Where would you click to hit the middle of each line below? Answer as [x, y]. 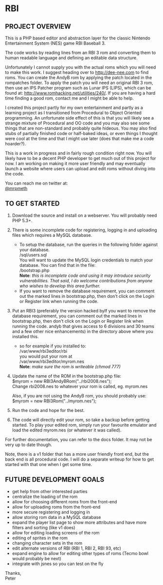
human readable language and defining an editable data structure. [71, 58]
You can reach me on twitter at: [36, 183]
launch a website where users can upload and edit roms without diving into [80, 169]
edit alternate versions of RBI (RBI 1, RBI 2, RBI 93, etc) [67, 548]
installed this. [25, 336]
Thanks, [13, 573]
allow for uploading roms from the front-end [56, 507]
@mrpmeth [16, 188]
